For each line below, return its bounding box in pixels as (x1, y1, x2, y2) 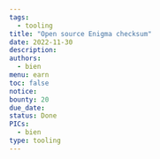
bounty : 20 (9, 95, 50, 104)
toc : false (9, 79, 50, 87)
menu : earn (9, 71, 50, 79)
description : (9, 46, 57, 55)
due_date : (9, 103, 46, 112)
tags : (9, 12, 29, 22)
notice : (9, 87, 38, 95)
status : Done (9, 111, 57, 120)
